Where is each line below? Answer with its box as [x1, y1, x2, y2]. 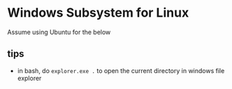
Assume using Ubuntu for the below [7, 28, 111, 36]
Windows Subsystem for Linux [7, 5, 189, 21]
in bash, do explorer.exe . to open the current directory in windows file [17, 66, 225, 74]
